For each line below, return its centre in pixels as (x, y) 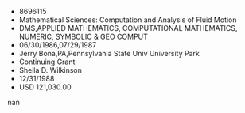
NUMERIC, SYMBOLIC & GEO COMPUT (84, 36)
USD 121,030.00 (45, 87)
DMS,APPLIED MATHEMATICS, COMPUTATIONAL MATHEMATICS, (128, 28)
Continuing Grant (47, 62)
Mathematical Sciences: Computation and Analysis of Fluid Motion (128, 20)
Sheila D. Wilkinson (51, 70)
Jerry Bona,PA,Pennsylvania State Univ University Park (109, 53)
